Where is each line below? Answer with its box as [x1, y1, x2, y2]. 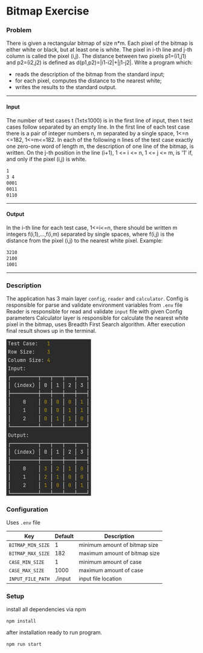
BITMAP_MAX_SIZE [8, 551, 50, 557]
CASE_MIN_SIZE [8, 559, 45, 565]
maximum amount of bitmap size [79, 550, 160, 557]
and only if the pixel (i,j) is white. [6, 155, 87, 162]
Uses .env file [6, 519, 40, 526]
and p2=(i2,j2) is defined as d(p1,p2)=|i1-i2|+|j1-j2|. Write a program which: [6, 59, 193, 66]
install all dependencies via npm [6, 606, 86, 613]
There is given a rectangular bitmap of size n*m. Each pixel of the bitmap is [6, 39, 193, 47]
